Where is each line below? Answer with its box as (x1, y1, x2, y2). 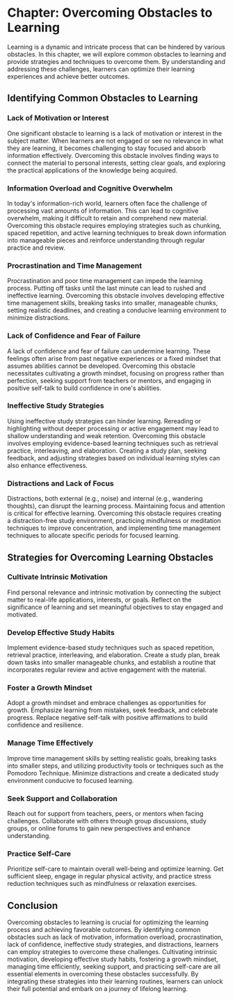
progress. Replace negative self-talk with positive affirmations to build (7, 713, 208, 722)
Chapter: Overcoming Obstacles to (7, 5, 213, 21)
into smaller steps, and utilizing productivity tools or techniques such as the (7, 761, 224, 770)
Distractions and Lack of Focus (7, 478, 114, 488)
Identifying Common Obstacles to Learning (7, 92, 198, 104)
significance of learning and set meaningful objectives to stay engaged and (7, 603, 224, 611)
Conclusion (7, 899, 58, 912)
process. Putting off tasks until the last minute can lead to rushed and (7, 284, 207, 293)
